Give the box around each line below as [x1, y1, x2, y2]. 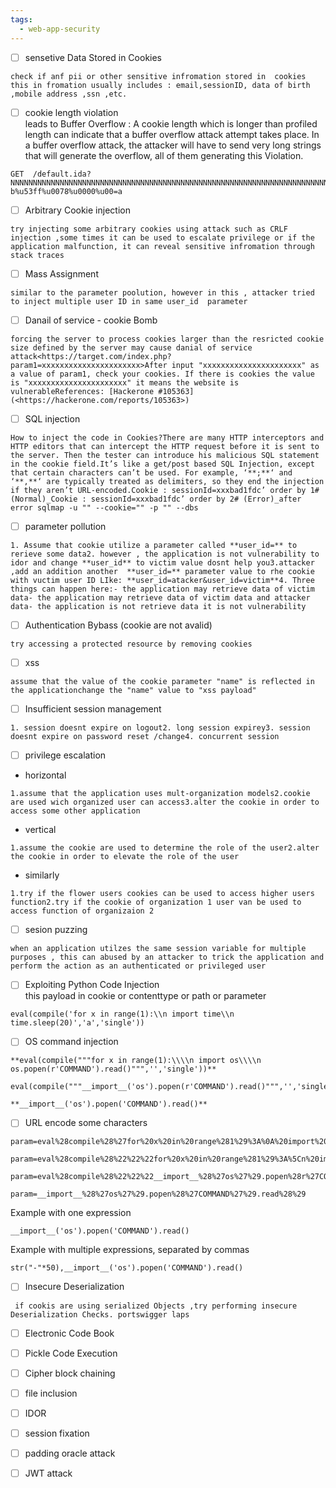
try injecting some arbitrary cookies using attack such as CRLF [10, 224, 288, 234]
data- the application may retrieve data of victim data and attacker [10, 592, 311, 603]
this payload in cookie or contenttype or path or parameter [24, 990, 267, 1002]
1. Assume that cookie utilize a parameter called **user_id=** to [10, 540, 298, 550]
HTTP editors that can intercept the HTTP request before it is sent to [10, 441, 320, 451]
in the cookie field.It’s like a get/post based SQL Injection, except [10, 459, 315, 469]
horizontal [24, 769, 67, 781]
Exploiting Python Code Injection [24, 979, 160, 991]
